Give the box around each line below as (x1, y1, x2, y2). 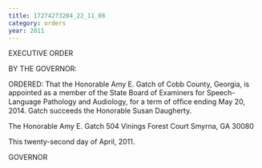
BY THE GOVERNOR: (8, 64, 78, 74)
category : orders (8, 19, 67, 27)
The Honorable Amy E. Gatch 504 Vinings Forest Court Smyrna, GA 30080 (8, 122, 255, 131)
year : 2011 (8, 26, 45, 34)
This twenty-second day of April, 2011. (8, 137, 135, 146)
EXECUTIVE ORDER (8, 49, 74, 58)
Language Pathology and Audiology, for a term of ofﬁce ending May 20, (8, 97, 246, 106)
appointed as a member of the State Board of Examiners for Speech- (8, 88, 236, 98)
